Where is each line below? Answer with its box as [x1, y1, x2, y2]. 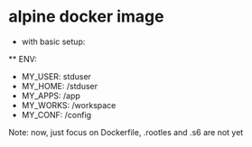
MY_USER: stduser [21, 70, 92, 82]
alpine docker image [8, 6, 164, 27]
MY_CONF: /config [21, 109, 92, 120]
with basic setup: [21, 36, 86, 47]
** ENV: [8, 53, 37, 64]
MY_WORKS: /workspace [21, 99, 117, 110]
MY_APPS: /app [21, 90, 80, 101]
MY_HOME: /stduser [21, 80, 98, 91]
